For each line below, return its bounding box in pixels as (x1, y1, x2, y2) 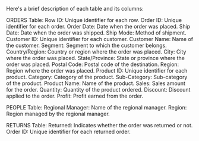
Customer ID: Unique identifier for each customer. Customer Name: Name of (6, 36, 194, 42)
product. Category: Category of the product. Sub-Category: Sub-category (6, 74, 188, 80)
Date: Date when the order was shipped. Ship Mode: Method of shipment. (6, 29, 187, 36)
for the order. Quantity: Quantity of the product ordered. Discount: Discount (6, 86, 191, 93)
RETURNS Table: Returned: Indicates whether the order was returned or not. (6, 122, 193, 129)
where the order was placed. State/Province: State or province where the (6, 55, 185, 61)
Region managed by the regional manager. (6, 110, 110, 117)
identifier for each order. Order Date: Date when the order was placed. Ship (6, 23, 191, 30)
